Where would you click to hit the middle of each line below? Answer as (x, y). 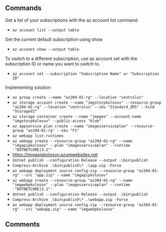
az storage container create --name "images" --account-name (77, 116)
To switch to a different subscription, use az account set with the (71, 58)
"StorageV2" (25, 111)
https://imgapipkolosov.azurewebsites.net (55, 154)
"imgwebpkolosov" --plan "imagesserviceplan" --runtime (71, 185)
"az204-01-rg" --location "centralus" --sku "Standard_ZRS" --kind (83, 107)
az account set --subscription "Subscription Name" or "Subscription (86, 74)
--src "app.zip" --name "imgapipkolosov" (65, 175)
